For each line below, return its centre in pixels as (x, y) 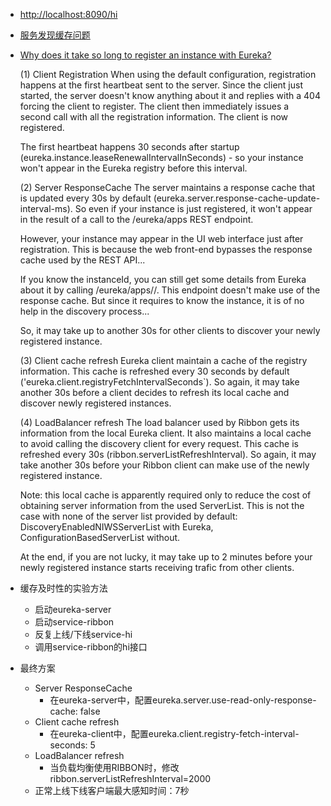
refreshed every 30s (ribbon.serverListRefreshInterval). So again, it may (168, 454)
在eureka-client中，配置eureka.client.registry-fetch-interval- (174, 733)
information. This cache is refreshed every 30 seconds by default (154, 371)
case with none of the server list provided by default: (128, 516)
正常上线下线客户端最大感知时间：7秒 (112, 790)
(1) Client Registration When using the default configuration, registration (168, 74)
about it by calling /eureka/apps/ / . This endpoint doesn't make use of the (170, 290)
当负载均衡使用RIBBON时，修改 (114, 767)
